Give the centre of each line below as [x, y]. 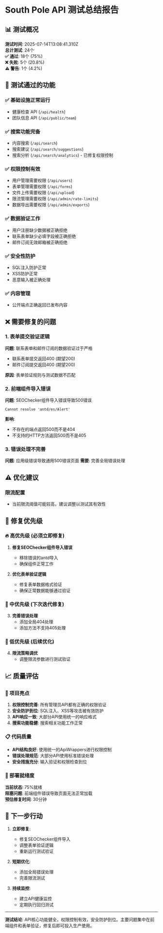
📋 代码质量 [18, 737]
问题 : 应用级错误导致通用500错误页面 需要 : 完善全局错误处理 [65, 461]
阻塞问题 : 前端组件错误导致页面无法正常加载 [49, 793]
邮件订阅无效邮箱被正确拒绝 [40, 242]
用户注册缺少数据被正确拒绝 [40, 230]
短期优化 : [21, 861]
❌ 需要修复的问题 [31, 322]
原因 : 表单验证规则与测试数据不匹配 [40, 375]
